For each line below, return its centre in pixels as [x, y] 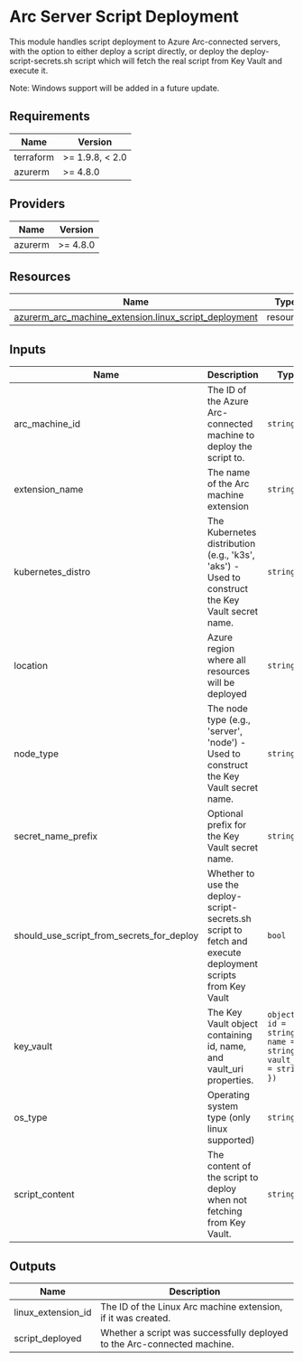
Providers [37, 204]
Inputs [28, 349]
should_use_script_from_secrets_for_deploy [106, 935]
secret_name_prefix [56, 836]
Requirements [50, 116]
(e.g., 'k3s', [231, 555]
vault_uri [225, 1069]
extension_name [49, 490]
